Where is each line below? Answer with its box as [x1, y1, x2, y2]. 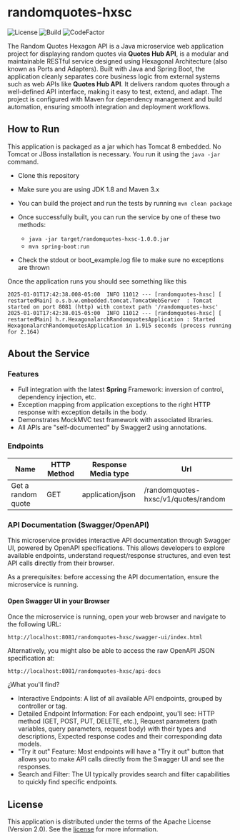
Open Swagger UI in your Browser [7, 596, 110, 605]
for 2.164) [7, 328, 40, 336]
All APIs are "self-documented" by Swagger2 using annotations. [17, 423, 207, 432]
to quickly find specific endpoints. [17, 778, 118, 786]
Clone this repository [17, 171, 80, 179]
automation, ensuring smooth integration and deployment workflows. [7, 102, 211, 111]
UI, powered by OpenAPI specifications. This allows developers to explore [7, 544, 225, 552]
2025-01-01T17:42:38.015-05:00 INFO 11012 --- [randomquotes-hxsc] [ [7, 309, 222, 316]
